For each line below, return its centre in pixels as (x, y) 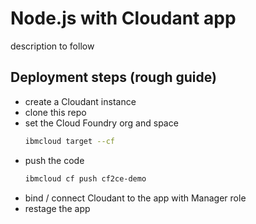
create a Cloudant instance (80, 101)
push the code (54, 160)
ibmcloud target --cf (69, 141)
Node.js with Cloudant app (123, 18)
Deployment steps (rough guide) (113, 77)
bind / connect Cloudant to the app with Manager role (135, 198)
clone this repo (55, 112)
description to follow (52, 46)
